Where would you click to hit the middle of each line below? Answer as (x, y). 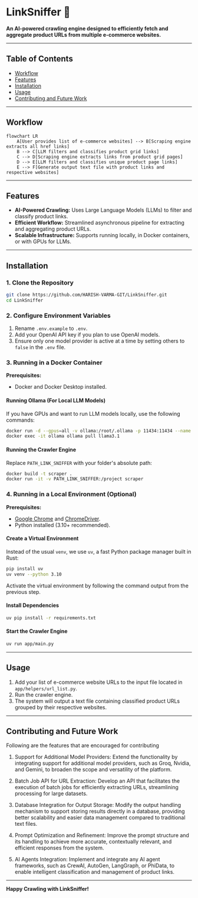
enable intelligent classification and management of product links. (95, 872)
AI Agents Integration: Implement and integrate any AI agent (87, 860)
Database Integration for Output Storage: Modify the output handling (98, 805)
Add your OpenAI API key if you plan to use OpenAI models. (87, 335)
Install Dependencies (33, 605)
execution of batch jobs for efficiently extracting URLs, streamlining (96, 787)
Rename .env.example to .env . (51, 328)
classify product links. (41, 217)
